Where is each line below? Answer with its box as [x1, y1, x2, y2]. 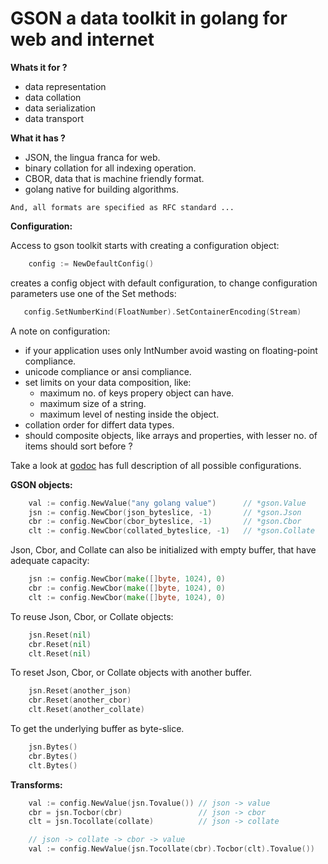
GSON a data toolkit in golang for [10, 7, 288, 30]
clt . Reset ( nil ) [28, 648, 92, 659]
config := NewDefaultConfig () [28, 258, 155, 269]
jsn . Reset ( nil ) [28, 630, 92, 640]
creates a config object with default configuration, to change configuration [10, 277, 318, 289]
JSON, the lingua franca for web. [24, 151, 161, 163]
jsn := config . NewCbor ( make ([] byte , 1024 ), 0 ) [28, 574, 226, 584]
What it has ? [10, 132, 66, 144]
